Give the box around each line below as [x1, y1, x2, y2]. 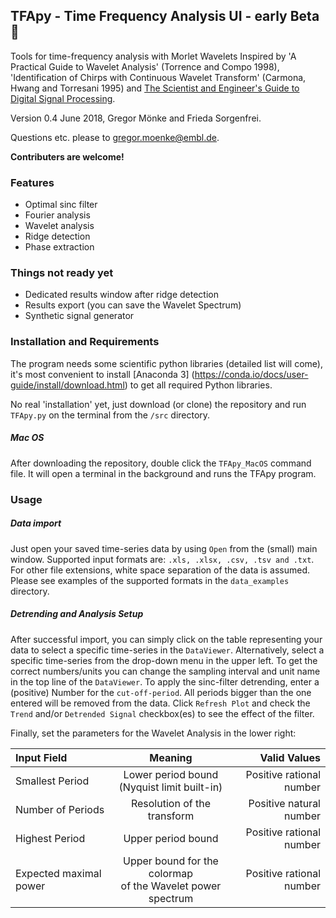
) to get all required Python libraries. [124, 379, 273, 391]
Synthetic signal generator [24, 310, 135, 322]
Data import [10, 517, 62, 529]
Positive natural [248, 796, 321, 810]
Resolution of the [130, 796, 211, 810]
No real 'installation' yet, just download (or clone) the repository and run [10, 398, 307, 410]
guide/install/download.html [10, 379, 125, 391]
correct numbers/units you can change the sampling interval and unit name [10, 665, 321, 677]
